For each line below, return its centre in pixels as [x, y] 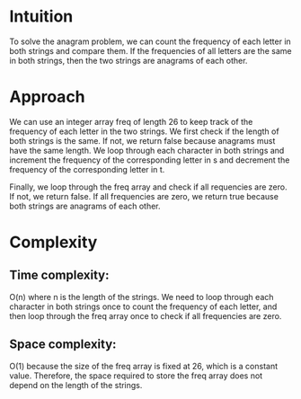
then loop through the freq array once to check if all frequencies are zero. [146, 315]
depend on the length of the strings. [76, 385]
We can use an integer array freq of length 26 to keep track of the [131, 121]
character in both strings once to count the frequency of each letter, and [143, 306]
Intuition [41, 17]
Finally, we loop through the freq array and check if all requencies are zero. [148, 187]
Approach [47, 97]
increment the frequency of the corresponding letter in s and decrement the [150, 160]
